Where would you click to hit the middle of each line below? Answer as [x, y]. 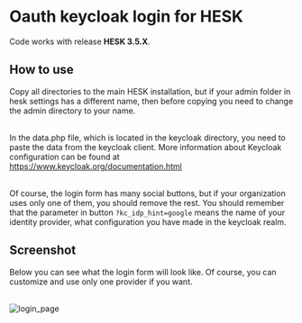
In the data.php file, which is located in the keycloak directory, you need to [147, 138]
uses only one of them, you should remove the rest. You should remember [147, 202]
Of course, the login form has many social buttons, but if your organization [147, 193]
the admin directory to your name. [73, 111]
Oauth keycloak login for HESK [126, 17]
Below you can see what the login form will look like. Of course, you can [143, 272]
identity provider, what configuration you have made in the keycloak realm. [148, 221]
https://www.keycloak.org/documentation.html [96, 166]
